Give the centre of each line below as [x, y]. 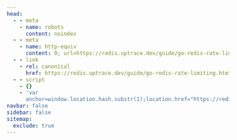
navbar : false [28, 106]
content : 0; [43, 54]
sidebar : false [29, 112]
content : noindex [51, 34]
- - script [29, 80]
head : [15, 14]
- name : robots [42, 27]
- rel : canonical [45, 66]
